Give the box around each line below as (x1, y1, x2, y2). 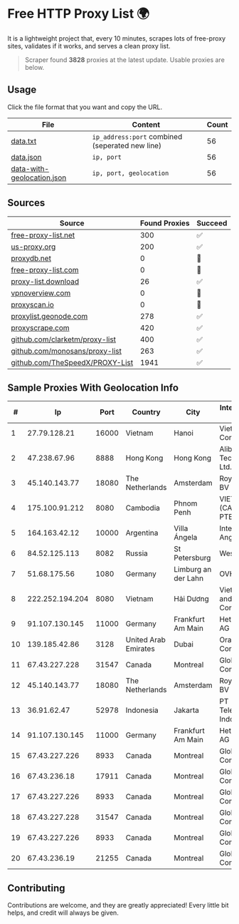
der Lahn (174, 573, 204, 583)
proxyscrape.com (11, 322, 70, 332)
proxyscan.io (11, 299, 55, 309)
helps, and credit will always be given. (7, 908, 119, 917)
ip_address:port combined (92, 131, 183, 141)
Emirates (125, 644, 155, 654)
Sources (7, 197, 46, 209)
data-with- (11, 163, 50, 173)
